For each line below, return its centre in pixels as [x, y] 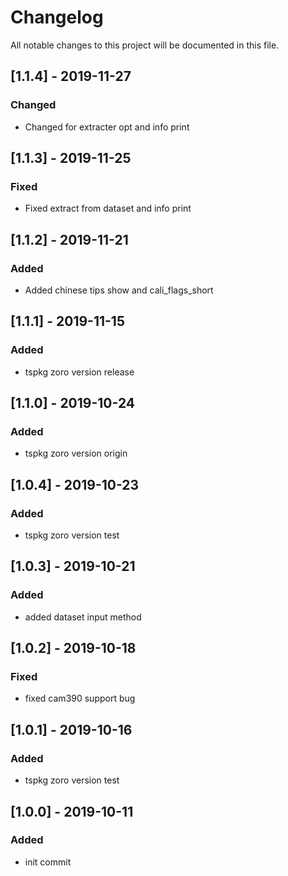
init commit [48, 862]
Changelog [57, 17]
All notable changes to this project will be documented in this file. [145, 45]
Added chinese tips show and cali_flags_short [119, 290]
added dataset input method [83, 617]
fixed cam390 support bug [80, 698]
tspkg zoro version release [79, 372]
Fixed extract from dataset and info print [108, 208]
